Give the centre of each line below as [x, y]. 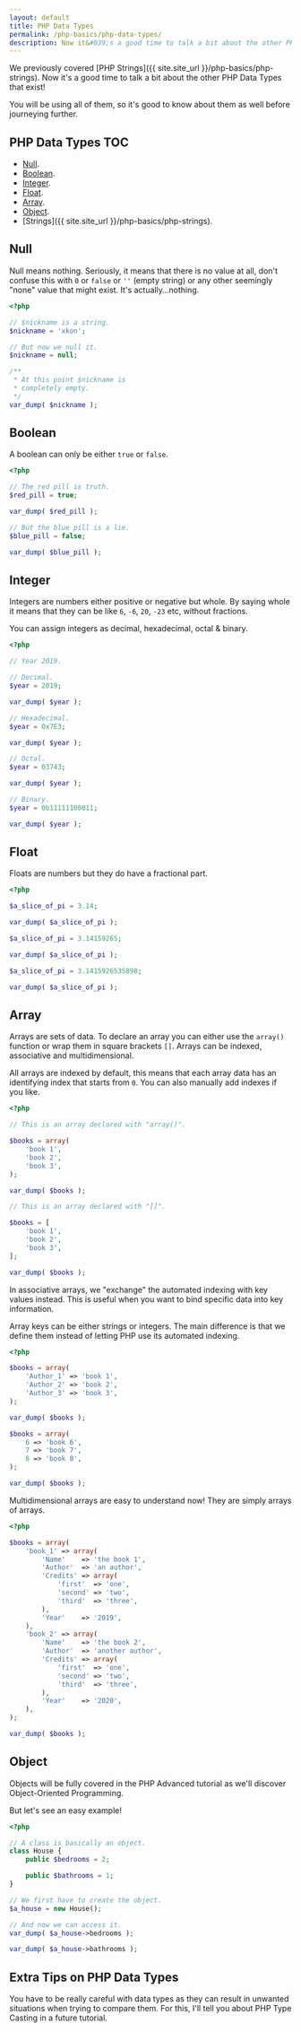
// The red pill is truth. [60, 487]
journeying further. [44, 114]
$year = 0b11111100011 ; [54, 808]
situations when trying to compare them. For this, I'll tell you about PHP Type [150, 2009]
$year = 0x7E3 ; [38, 726]
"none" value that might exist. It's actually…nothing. [104, 290]
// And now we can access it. [66, 1924]
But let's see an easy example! [66, 1810]
